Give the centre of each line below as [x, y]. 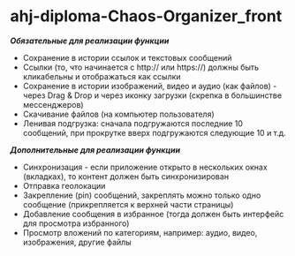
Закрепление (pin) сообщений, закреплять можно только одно [142, 195]
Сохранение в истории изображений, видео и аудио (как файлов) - [150, 86]
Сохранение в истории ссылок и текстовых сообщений [127, 57]
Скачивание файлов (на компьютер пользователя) [118, 114]
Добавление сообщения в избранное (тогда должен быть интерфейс [153, 214]
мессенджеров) [53, 104]
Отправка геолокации [64, 185]
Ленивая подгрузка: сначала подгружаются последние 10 [133, 123]
